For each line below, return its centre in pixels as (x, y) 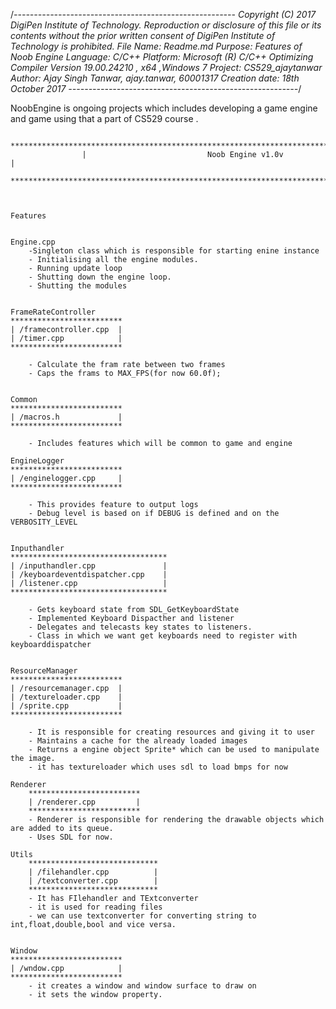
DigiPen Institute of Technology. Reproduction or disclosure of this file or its (166, 25)
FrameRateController (53, 312)
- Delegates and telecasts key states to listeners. (140, 627)
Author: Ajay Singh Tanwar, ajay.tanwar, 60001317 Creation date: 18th (155, 78)
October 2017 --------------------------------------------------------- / (156, 88)
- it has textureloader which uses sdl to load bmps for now (158, 767)
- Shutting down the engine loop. (100, 277)
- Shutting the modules (78, 286)
